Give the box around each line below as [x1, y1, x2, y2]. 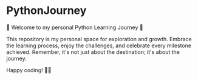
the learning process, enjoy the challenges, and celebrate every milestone [6, 42, 191, 49]
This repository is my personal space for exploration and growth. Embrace [6, 35, 193, 42]
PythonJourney [6, 4, 87, 18]
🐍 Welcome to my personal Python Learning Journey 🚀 [6, 24, 144, 31]
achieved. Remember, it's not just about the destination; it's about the [6, 48, 180, 55]
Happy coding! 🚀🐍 [6, 66, 52, 73]
